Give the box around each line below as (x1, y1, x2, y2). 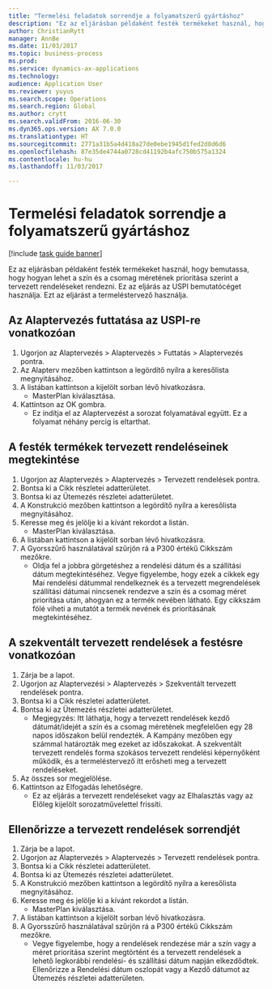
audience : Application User (8, 79, 104, 88)
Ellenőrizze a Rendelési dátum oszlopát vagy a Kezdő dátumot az (32, 965, 250, 974)
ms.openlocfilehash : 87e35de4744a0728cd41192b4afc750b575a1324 (8, 148, 227, 156)
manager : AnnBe (8, 34, 60, 43)
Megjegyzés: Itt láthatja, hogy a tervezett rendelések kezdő (32, 713, 231, 722)
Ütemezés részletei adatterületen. (32, 974, 146, 983)
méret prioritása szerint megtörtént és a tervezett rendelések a (32, 948, 241, 957)
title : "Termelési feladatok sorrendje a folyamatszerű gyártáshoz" (8, 11, 244, 20)
